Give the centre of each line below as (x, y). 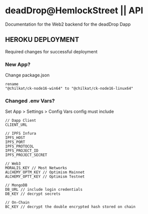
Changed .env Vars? (30, 101)
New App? (18, 64)
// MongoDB (16, 185)
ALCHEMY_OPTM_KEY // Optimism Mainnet (45, 173)
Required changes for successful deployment (51, 51)
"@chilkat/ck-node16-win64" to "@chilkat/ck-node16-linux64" (69, 89)
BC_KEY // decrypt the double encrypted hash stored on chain (70, 207)
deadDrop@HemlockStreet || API (74, 11)
